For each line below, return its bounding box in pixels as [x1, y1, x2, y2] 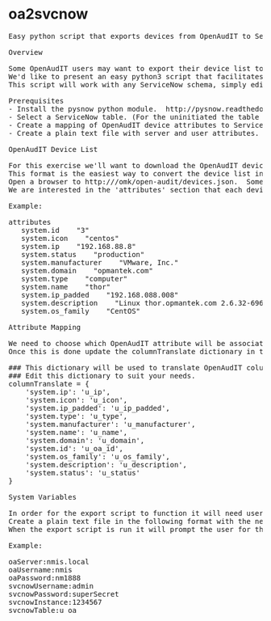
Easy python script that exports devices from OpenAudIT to [8, 32, 252, 40]
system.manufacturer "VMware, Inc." [21, 258, 179, 267]
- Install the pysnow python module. [8, 104, 158, 113]
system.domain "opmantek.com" [21, 266, 153, 275]
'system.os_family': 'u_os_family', [25, 452, 171, 461]
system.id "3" [21, 226, 90, 234]
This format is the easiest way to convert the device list [8, 169, 252, 178]
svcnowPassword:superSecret [8, 589, 119, 598]
